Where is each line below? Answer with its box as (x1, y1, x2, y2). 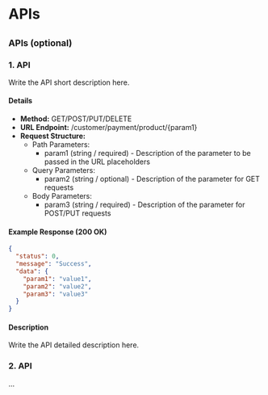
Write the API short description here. (8, 78, 130, 87)
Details (8, 96, 33, 106)
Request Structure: (19, 131, 86, 141)
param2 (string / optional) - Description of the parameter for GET (44, 174, 261, 184)
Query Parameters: (31, 166, 95, 175)
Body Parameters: (31, 191, 93, 201)
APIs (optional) (8, 37, 73, 48)
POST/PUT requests (44, 208, 111, 218)
